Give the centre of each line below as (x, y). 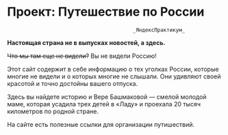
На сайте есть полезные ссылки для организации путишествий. (101, 124)
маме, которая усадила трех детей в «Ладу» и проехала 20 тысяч (104, 104)
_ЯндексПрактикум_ (159, 30)
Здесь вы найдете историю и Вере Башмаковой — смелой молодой (107, 97)
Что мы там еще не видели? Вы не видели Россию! (82, 56)
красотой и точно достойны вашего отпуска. (73, 83)
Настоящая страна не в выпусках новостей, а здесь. (86, 42)
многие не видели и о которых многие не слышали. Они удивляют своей (114, 76)
